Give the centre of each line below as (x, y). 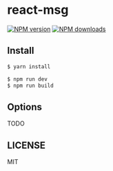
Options (25, 107)
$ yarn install (29, 67)
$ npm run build (30, 85)
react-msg (38, 10)
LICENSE (27, 145)
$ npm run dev (28, 79)
